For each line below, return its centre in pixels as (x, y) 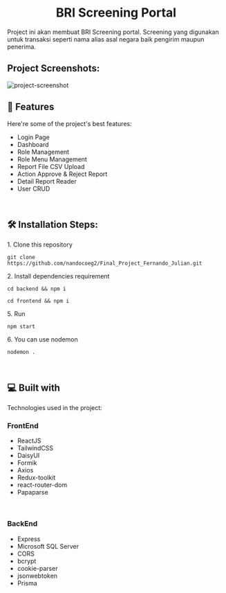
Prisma (27, 583)
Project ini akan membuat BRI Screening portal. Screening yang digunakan (113, 32)
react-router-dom (42, 485)
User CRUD (34, 188)
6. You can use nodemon (43, 339)
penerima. (22, 46)
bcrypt (27, 561)
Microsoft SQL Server (48, 546)
